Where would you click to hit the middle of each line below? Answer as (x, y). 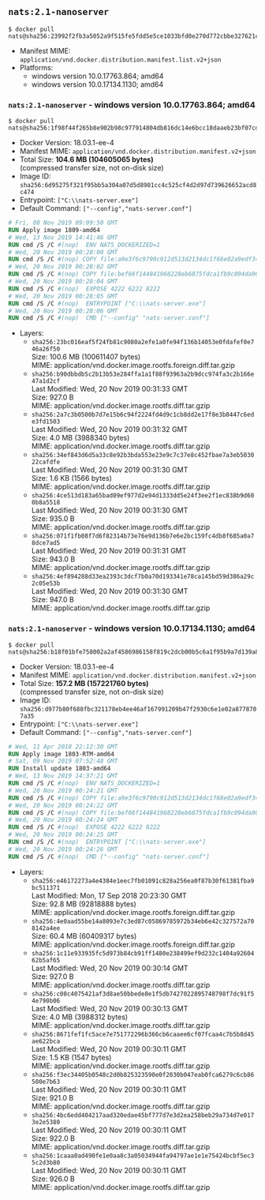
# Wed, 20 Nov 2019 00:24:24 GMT (63, 820)
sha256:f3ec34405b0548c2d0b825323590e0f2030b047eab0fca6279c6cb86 (143, 1074)
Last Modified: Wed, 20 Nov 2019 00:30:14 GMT (110, 968)
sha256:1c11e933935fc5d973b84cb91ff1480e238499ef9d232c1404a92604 (143, 953)
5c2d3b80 (46, 1162)
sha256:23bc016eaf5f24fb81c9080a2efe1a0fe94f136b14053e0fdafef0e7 (143, 343)
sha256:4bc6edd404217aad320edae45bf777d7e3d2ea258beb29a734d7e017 (143, 1115)
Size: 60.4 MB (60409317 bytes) (84, 936)
